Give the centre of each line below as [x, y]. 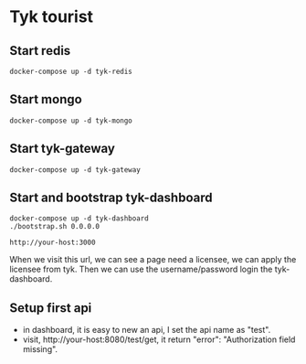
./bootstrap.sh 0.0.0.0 [55, 227]
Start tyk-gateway [63, 149]
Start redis [40, 51]
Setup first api [51, 308]
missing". [40, 349]
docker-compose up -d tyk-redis [71, 71]
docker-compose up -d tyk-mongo [71, 121]
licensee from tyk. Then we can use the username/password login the [141, 269]
